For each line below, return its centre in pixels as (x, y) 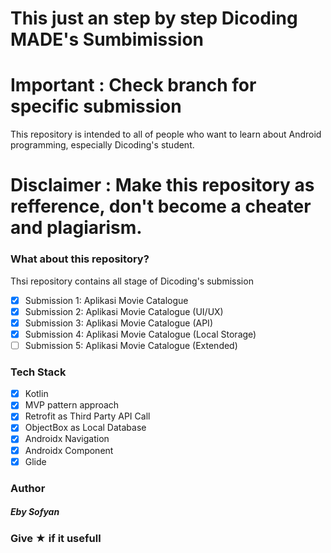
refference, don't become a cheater (161, 206)
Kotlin (36, 394)
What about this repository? (80, 259)
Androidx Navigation (67, 439)
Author (28, 488)
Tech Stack (38, 372)
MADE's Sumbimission (107, 39)
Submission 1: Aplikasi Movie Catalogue (106, 300)
